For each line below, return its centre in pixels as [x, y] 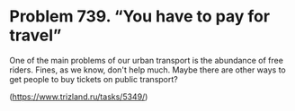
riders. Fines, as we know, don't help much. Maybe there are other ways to [147, 70]
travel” [36, 35]
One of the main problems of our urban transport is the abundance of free [146, 60]
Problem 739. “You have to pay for [140, 17]
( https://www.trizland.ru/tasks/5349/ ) [79, 97]
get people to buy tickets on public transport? [94, 79]
